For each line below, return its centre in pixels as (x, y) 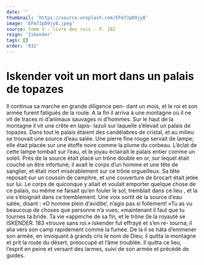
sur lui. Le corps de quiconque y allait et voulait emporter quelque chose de (101, 184)
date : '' (17, 12)
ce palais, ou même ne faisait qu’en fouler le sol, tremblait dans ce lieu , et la (102, 191)
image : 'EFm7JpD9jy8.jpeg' (40, 23)
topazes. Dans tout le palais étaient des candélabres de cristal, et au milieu (100, 132)
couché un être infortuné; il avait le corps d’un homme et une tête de (92, 164)
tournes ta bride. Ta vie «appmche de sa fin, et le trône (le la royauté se (96, 216)
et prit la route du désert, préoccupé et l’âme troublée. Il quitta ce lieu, (94, 242)
